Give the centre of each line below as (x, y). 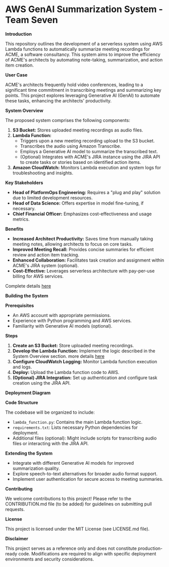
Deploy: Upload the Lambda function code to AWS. (66, 372)
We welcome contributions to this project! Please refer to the (68, 498)
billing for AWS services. (38, 276)
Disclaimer (17, 538)
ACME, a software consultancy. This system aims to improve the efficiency (83, 54)
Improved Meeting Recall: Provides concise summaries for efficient (83, 249)
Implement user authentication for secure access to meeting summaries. (88, 479)
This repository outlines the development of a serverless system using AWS (84, 43)
